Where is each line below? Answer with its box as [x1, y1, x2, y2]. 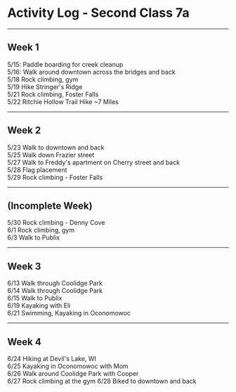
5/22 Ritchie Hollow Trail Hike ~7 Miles [7, 97, 119, 106]
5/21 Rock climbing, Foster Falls [7, 90, 99, 98]
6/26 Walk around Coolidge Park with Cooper [7, 370, 139, 377]
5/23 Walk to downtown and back [7, 143, 105, 152]
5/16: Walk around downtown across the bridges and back [7, 67, 176, 76]
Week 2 [7, 124, 41, 136]
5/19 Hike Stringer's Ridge [7, 82, 83, 91]
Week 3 [7, 260, 41, 272]
